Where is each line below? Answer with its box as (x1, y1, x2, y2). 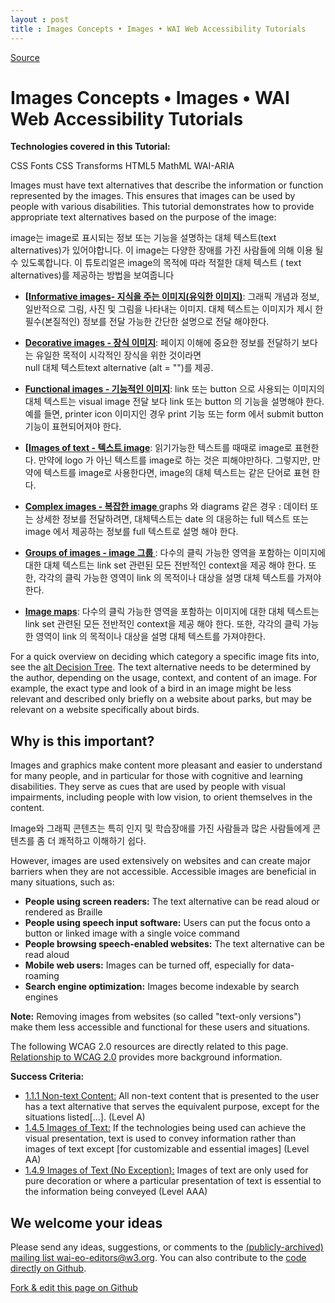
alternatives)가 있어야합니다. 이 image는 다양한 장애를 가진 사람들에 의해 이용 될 (10, 244, 324, 256)
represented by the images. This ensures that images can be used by (10, 190, 296, 202)
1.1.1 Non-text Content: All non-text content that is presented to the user (24, 1090, 320, 1102)
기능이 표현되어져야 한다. (24, 421, 122, 433)
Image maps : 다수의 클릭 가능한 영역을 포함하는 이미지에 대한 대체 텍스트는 (24, 606, 320, 618)
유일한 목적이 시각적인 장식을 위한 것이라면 (35, 349, 202, 361)
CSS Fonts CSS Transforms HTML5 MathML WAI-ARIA (10, 160, 235, 172)
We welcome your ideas (10, 1214, 163, 1231)
